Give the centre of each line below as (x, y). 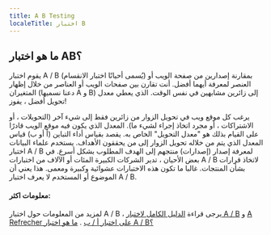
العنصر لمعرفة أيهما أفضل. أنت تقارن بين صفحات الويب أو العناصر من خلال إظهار (130, 84)
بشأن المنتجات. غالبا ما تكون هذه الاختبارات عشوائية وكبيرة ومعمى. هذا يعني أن (127, 168)
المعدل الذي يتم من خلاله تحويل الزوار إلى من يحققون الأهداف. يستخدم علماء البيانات (136, 143)
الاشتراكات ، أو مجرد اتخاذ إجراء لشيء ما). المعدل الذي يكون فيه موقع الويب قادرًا (131, 125)
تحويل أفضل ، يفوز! (38, 101)
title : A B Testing (42, 16)
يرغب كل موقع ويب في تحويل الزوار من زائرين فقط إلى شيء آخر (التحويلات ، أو (129, 117)
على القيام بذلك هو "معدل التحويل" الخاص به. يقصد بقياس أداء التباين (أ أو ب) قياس (134, 134)
